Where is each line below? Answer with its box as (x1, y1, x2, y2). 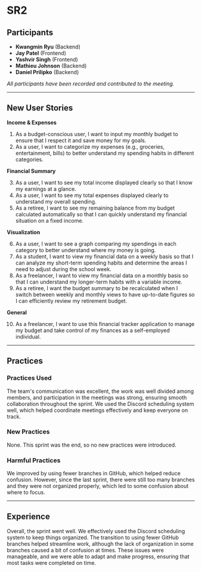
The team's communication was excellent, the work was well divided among (7, 388, 194, 395)
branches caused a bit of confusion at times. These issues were (7, 546, 164, 553)
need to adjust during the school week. (15, 265, 112, 272)
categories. (15, 156, 44, 163)
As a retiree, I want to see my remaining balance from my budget (15, 204, 175, 211)
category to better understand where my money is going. (15, 246, 156, 254)
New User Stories (7, 103, 73, 113)
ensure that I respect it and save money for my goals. (15, 137, 147, 144)
